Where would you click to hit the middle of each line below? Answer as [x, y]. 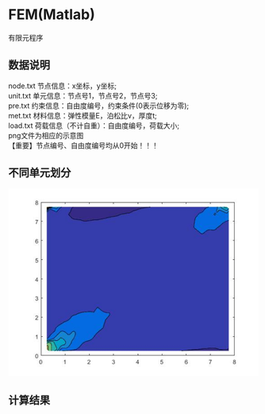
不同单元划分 [40, 173]
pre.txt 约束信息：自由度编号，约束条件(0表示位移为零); [99, 106]
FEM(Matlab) [52, 15]
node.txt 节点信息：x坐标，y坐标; [63, 86]
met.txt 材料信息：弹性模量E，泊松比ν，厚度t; [83, 115]
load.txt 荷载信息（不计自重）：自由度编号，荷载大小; [94, 126]
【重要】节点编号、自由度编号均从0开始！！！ [83, 145]
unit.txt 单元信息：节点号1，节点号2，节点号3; [83, 95]
